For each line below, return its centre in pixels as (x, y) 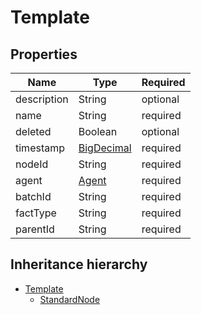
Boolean (98, 131)
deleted (33, 131)
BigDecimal (105, 148)
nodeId (32, 164)
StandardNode (70, 299)
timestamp (40, 148)
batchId (33, 196)
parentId (35, 229)
